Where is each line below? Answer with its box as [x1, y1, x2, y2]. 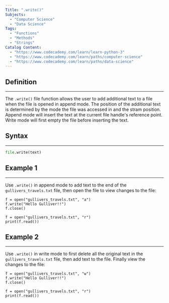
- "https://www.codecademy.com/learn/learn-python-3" [10, 49, 125, 54]
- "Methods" [10, 36, 35, 41]
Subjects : [5, 12, 26, 17]
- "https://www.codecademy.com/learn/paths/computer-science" [10, 54, 143, 59]
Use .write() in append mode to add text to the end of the [5, 182, 127, 188]
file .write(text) [5, 150, 42, 155]
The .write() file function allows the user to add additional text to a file [5, 96, 152, 102]
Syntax [5, 132, 28, 140]
